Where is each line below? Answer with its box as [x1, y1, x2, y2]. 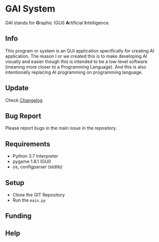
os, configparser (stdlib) [12, 164, 63, 170]
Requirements [5, 140, 50, 148]
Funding [5, 212, 32, 220]
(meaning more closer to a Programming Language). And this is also [5, 64, 146, 70]
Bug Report [5, 111, 42, 120]
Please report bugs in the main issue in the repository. [5, 125, 117, 131]
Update [5, 84, 29, 92]
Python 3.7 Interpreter [12, 153, 59, 159]
